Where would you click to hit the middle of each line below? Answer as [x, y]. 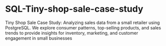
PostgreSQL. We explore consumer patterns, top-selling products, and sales [83, 27]
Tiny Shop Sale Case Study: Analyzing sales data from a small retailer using [83, 23]
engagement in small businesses [39, 38]
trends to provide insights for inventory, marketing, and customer [72, 33]
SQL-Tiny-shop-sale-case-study [74, 9]
